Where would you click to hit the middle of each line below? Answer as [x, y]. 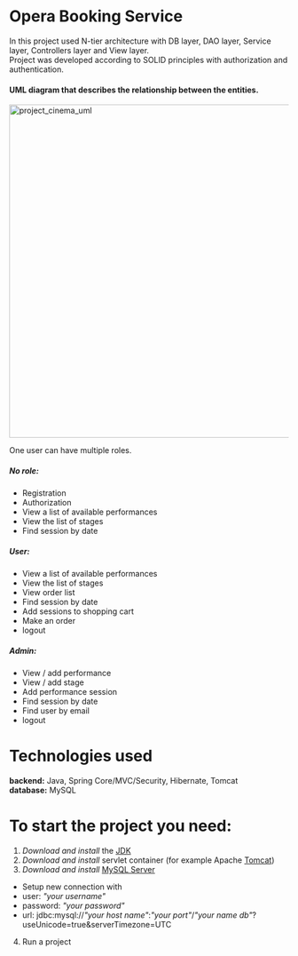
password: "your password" [74, 905]
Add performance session [70, 692]
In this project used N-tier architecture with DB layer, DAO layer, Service [141, 41]
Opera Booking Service [96, 16]
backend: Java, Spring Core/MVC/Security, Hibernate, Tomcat [124, 780]
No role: [24, 470]
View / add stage [53, 682]
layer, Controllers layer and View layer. [79, 50]
